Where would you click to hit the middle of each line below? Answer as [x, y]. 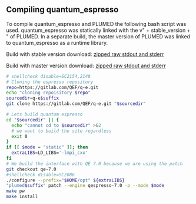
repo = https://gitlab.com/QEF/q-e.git [52, 87]
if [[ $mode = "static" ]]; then [47, 147]
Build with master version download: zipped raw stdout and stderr [86, 65]
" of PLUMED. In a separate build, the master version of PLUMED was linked [98, 36]
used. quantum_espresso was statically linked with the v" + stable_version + [98, 30]
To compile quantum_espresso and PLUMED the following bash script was [96, 24]
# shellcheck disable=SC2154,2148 [49, 76]
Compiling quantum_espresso [62, 10]
